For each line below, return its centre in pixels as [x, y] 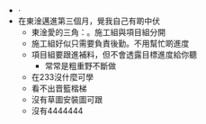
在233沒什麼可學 [63, 77]
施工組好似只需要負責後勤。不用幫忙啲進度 [110, 43]
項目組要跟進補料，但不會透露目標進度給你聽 [114, 54]
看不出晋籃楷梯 [59, 88]
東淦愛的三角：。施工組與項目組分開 [99, 32]
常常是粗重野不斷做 [81, 66]
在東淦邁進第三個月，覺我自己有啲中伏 [89, 21]
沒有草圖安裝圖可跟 [67, 99]
